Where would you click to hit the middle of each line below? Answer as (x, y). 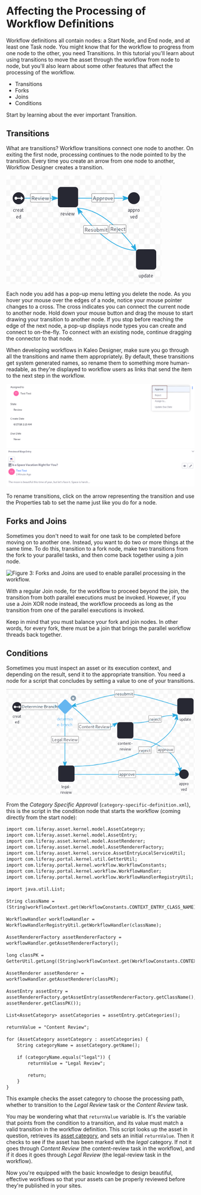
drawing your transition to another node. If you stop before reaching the (95, 319)
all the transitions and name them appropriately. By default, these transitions (100, 356)
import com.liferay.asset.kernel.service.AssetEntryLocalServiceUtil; (96, 853)
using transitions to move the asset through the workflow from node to (93, 59)
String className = (31, 901)
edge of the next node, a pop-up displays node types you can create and (96, 325)
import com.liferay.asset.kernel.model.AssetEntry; (72, 835)
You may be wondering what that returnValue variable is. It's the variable (96, 1117)
